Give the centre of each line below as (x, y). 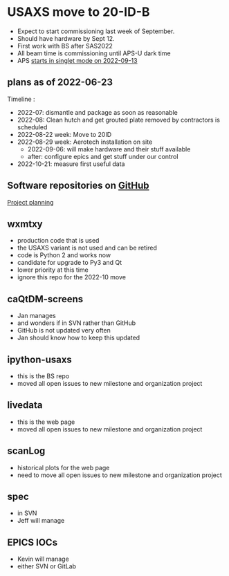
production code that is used (58, 241)
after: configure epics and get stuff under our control (103, 156)
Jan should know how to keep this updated (79, 338)
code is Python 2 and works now (64, 255)
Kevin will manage (43, 559)
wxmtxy (25, 224)
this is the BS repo (43, 376)
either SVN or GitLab (47, 566)
